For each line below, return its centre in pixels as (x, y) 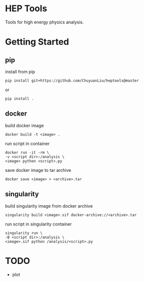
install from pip (20, 71)
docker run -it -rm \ (27, 152)
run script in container (27, 143)
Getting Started (37, 42)
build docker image (24, 125)
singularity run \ (24, 233)
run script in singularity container (38, 224)
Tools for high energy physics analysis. (45, 22)
